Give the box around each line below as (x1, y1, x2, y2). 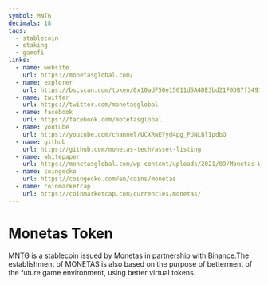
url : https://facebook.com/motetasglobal (22, 116, 162, 124)
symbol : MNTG (8, 11, 52, 20)
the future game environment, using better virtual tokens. (8, 267, 196, 277)
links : (8, 57, 30, 65)
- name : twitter (15, 93, 69, 101)
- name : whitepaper (15, 152, 81, 160)
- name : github (15, 137, 66, 146)
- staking (15, 42, 48, 49)
